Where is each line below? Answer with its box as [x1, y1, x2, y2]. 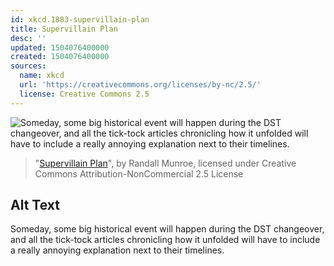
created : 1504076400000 [10, 52, 110, 62]
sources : [10, 61, 47, 71]
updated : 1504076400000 [10, 42, 110, 53]
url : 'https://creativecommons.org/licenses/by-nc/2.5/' [19, 80, 262, 90]
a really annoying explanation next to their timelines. [10, 244, 225, 256]
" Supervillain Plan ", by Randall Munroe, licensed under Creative [34, 157, 297, 169]
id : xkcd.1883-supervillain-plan [10, 14, 150, 25]
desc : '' [10, 33, 47, 43]
